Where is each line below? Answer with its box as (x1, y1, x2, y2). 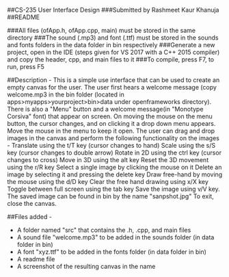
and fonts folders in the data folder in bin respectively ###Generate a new (7, 41, 215, 49)
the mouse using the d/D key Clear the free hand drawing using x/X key (7, 178, 208, 185)
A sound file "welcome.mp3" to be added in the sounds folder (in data (16, 233, 215, 241)
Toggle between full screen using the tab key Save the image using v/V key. (7, 185, 220, 193)
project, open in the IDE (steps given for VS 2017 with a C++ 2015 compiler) (7, 48, 220, 56)
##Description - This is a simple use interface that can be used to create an (7, 76, 220, 84)
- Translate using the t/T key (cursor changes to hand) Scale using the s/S (7, 142, 216, 149)
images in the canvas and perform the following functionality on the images (7, 134, 220, 142)
